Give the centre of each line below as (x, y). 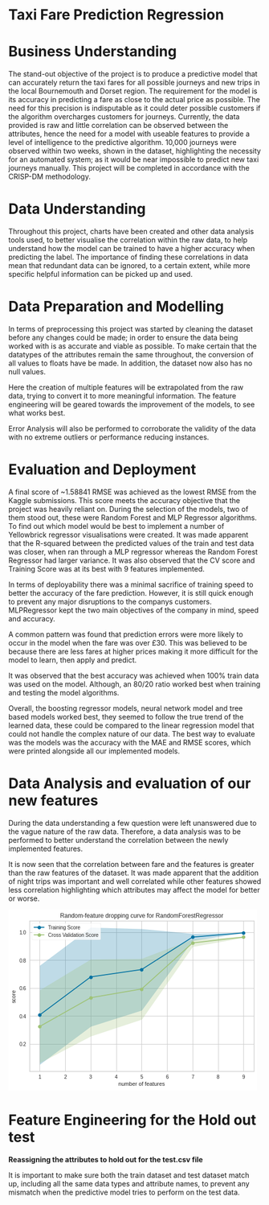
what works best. (37, 413)
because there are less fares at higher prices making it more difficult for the (133, 651)
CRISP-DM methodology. (49, 177)
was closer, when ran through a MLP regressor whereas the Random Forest (133, 551)
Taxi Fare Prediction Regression (116, 15)
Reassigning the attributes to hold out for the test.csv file (106, 1159)
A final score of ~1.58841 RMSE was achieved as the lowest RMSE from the (132, 492)
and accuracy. (32, 618)
